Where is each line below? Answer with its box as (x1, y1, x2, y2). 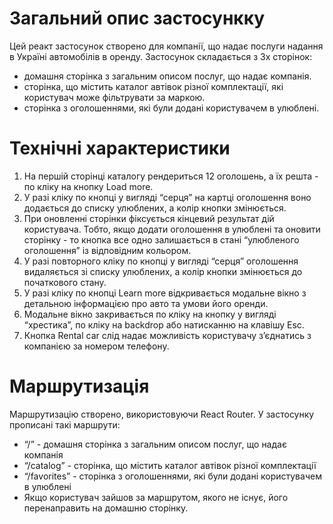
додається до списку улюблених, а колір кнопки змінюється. (23, 202, 287, 214)
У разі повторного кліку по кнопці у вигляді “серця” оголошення (23, 255, 299, 267)
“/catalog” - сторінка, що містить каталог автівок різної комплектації (23, 459, 317, 471)
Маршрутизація (9, 375, 150, 398)
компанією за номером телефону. (23, 340, 170, 352)
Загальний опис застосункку (9, 7, 266, 30)
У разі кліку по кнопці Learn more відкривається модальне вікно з (23, 287, 307, 299)
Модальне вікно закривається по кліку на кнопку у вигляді (23, 308, 277, 320)
